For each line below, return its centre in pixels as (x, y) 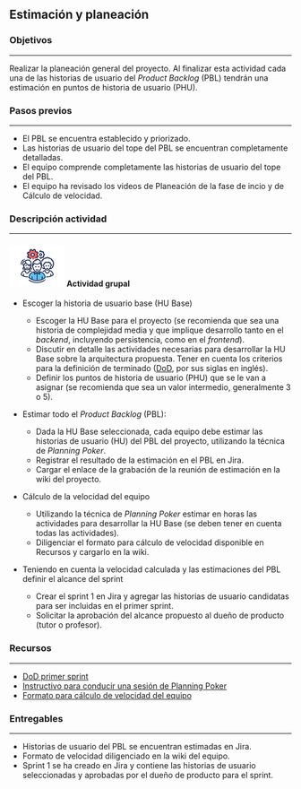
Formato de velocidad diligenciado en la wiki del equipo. (126, 756)
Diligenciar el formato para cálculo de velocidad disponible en (150, 542)
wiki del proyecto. (68, 480)
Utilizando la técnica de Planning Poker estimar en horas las (146, 514)
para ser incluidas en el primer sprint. (104, 606)
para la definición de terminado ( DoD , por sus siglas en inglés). (152, 368)
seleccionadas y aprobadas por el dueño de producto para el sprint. (147, 776)
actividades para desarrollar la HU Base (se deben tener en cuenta (159, 524)
